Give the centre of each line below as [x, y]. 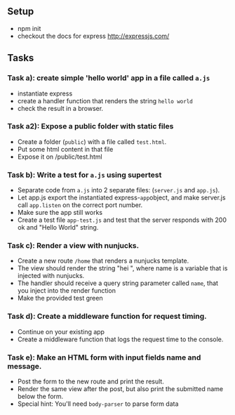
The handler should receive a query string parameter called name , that [118, 283]
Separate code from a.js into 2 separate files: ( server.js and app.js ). [119, 190]
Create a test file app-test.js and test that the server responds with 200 [122, 220]
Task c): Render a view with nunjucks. [73, 246]
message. [25, 366]
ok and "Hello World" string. [58, 228]
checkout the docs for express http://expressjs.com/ [93, 36]
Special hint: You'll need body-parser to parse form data [98, 404]
